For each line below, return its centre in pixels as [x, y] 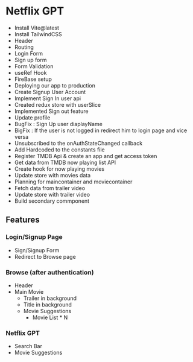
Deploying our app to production [55, 85]
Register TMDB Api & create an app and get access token [86, 156]
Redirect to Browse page [45, 256]
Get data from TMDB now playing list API [65, 162]
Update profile [32, 117]
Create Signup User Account [50, 92]
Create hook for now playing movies [59, 169]
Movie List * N [50, 317]
